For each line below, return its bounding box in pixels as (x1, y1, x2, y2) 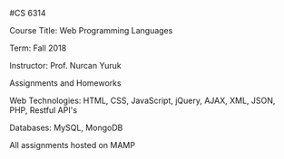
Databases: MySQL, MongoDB (9, 122, 123, 133)
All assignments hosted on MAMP (9, 140, 136, 150)
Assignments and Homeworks (9, 78, 122, 89)
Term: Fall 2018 (9, 42, 67, 53)
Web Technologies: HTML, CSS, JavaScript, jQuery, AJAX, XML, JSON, (9, 95, 276, 106)
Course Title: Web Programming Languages (9, 25, 173, 35)
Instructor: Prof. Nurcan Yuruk (9, 61, 122, 70)
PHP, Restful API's (9, 105, 78, 116)
